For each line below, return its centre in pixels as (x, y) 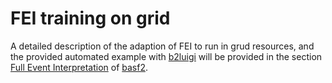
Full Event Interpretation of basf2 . (79, 67)
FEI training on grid (90, 18)
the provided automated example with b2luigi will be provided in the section (166, 56)
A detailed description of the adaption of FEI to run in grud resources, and (162, 46)
